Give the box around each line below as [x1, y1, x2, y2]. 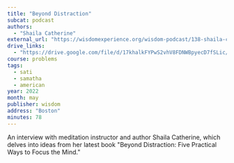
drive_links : [7, 42, 45, 49]
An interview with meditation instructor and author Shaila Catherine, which [7, 133, 221, 141]
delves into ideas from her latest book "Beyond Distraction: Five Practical [7, 140, 217, 148]
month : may [7, 95, 39, 102]
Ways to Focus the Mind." [7, 148, 81, 156]
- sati [13, 68, 33, 75]
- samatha [13, 75, 42, 82]
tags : [7, 62, 23, 69]
